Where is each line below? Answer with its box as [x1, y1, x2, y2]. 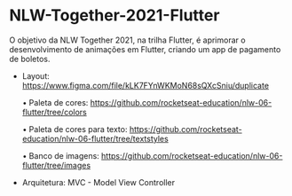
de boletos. [9, 53, 51, 64]
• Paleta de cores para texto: [21, 123, 128, 134]
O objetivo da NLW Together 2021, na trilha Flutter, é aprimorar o [9, 35, 246, 45]
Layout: [21, 70, 51, 81]
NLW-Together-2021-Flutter [9, 5, 220, 26]
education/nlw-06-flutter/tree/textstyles [21, 133, 169, 144]
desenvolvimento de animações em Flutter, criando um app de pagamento [9, 43, 281, 54]
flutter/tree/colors [21, 106, 87, 117]
